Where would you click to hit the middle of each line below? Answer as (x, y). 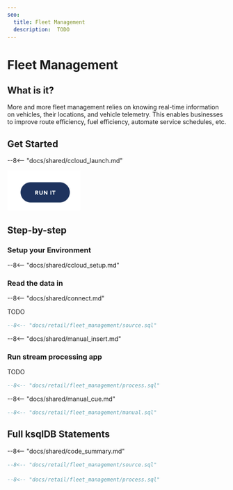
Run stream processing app (55, 357)
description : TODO (42, 29)
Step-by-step (37, 230)
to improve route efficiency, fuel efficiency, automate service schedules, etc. (117, 122)
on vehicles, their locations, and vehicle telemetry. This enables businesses (115, 114)
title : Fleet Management (49, 22)
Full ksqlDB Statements (58, 435)
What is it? (31, 90)
